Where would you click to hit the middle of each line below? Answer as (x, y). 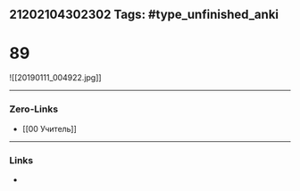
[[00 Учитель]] (50, 129)
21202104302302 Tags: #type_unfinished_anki (144, 15)
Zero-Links (34, 109)
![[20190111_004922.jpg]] (55, 78)
